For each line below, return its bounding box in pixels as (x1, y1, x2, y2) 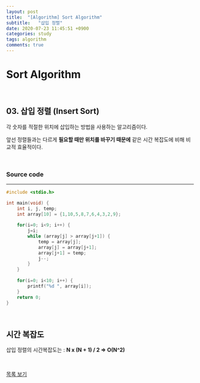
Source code (6, 170, 44, 178)
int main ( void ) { (6, 200, 49, 206)
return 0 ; (17, 294, 42, 300)
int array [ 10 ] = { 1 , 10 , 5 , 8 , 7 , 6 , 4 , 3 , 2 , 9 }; (17, 211, 121, 217)
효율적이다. (17, 143, 43, 150)
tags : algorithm (6, 36, 46, 42)
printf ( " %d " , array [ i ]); (27, 283, 92, 289)
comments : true (6, 42, 44, 48)
